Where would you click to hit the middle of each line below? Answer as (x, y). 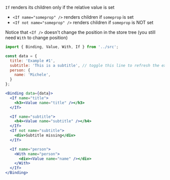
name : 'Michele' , (33, 75)
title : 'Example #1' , (33, 61)
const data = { (21, 56)
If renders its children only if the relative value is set (60, 7)
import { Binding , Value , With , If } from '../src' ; (62, 47)
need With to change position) (37, 38)
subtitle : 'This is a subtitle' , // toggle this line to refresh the (84, 65)
